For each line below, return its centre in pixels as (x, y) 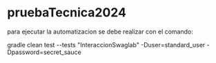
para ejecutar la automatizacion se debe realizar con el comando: (100, 32)
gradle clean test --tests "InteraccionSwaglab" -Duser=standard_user (106, 45)
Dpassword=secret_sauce (44, 52)
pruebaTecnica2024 (67, 13)
